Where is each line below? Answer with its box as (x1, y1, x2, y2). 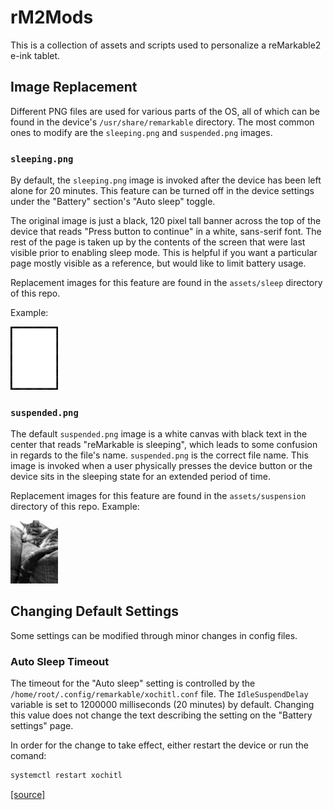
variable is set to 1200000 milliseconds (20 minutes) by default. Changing (10, 699, 315, 711)
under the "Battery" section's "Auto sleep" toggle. (10, 196, 216, 208)
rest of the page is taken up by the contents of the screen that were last (10, 236, 306, 248)
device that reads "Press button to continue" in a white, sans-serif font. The (10, 226, 322, 238)
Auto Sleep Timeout (10, 654, 110, 668)
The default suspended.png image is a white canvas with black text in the (10, 428, 308, 440)
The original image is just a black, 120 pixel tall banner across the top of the (10, 215, 322, 227)
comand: (10, 750, 47, 762)
